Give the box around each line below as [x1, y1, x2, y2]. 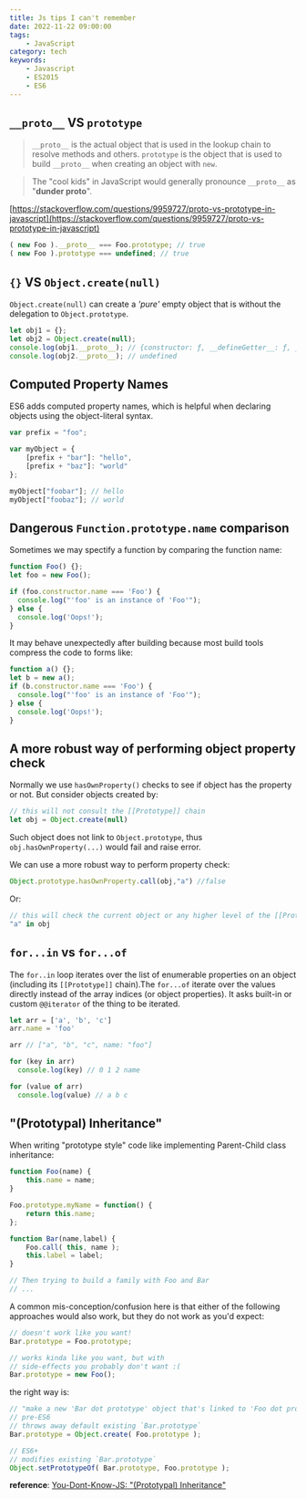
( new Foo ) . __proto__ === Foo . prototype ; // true [9, 241, 206, 250]
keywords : [9, 56, 47, 65]
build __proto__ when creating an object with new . [31, 159, 218, 170]
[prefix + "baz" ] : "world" [25, 462, 128, 471]
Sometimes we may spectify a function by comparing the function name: [9, 545, 282, 556]
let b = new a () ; [9, 673, 76, 682]
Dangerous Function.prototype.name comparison [9, 520, 290, 536]
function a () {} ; [9, 665, 76, 674]
